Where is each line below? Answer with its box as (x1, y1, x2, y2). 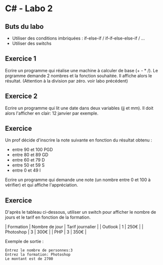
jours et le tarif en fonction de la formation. (5, 214, 91, 220)
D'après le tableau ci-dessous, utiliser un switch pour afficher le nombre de (5, 209, 157, 215)
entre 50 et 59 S (12, 162, 45, 168)
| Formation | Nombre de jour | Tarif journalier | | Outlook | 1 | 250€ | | (5, 224, 144, 230)
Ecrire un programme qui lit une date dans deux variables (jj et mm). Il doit (5, 105, 154, 111)
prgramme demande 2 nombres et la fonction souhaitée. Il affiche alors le (5, 73, 152, 79)
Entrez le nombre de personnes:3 (5, 248, 73, 253)
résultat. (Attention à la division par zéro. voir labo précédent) (5, 78, 128, 83)
